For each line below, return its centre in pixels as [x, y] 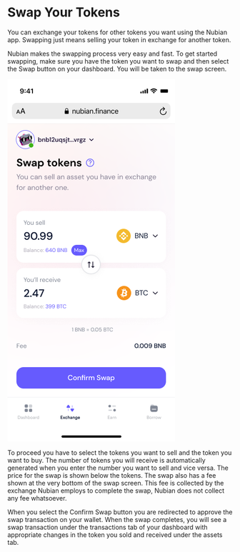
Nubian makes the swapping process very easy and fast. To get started [112, 54]
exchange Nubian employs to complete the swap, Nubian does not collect [116, 491]
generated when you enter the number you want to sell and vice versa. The [118, 468]
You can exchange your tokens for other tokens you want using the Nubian [117, 32]
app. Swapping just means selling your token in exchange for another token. [119, 39]
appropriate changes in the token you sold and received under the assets [115, 535]
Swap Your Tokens [64, 12]
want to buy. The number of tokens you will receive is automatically [106, 460]
